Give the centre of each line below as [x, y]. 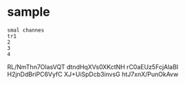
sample [29, 12]
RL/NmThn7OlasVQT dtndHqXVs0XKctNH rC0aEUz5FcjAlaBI [93, 66]
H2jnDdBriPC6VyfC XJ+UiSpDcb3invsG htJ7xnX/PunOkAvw [93, 74]
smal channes [26, 30]
